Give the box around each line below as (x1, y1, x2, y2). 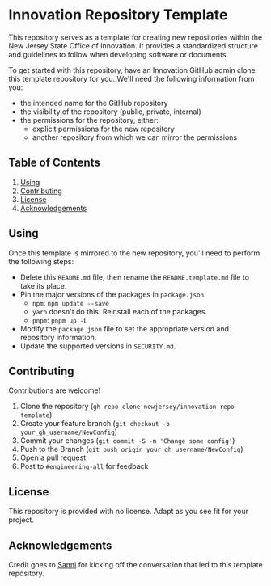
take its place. (19, 280, 67, 290)
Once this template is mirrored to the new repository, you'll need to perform (8, 248, 260, 258)
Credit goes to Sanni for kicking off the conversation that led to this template (8, 560, 263, 569)
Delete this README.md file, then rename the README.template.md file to (19, 272, 249, 282)
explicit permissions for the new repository (32, 124, 176, 133)
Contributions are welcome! (8, 386, 101, 395)
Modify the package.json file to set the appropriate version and (19, 323, 229, 333)
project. (8, 515, 35, 525)
